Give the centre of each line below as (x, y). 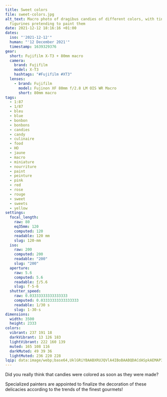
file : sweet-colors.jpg (30, 14)
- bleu (16, 111)
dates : (12, 33)
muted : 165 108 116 (30, 346)
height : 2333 (23, 324)
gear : (11, 51)
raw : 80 (22, 222)
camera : (18, 61)
